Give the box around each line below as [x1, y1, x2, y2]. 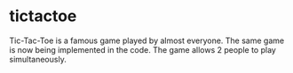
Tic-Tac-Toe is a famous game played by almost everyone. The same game [9, 35, 285, 46]
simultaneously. [9, 54, 67, 64]
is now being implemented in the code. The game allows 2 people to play [9, 44, 277, 55]
